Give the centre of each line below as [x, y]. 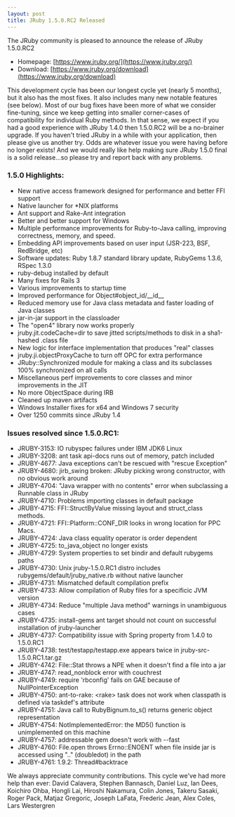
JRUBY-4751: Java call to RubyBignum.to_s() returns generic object [115, 710]
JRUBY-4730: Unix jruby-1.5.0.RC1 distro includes [89, 568]
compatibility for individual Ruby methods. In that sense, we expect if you [113, 120]
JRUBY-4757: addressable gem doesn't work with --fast [99, 740]
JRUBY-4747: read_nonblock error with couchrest [89, 673]
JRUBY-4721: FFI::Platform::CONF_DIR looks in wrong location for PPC [119, 523]
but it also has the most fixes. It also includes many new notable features [112, 97]
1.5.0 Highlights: [36, 175]
